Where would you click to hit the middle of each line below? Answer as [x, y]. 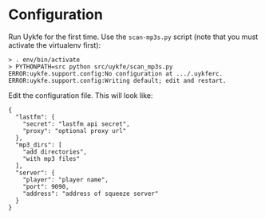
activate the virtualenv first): [55, 45]
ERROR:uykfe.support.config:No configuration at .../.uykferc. [116, 73]
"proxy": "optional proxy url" [75, 131]
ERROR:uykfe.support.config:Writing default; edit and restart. [117, 80]
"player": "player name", [66, 180]
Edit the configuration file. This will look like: [81, 95]
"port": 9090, [46, 186]
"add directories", [55, 152]
